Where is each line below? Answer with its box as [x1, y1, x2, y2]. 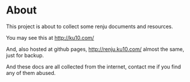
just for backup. [6, 52, 44, 59]
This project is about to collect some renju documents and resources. [6, 23, 174, 30]
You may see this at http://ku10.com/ [6, 34, 95, 41]
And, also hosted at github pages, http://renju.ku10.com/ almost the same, [6, 45, 184, 53]
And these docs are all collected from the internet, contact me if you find [6, 63, 181, 70]
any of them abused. [6, 69, 56, 76]
